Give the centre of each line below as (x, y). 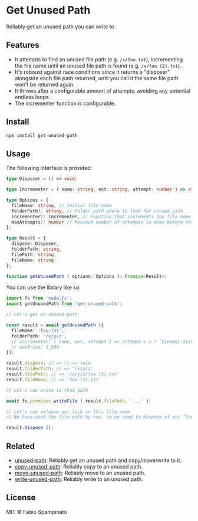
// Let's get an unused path (42, 314)
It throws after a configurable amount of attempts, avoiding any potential (102, 91)
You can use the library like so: (43, 287)
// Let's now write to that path (47, 390)
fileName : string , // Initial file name (62, 205)
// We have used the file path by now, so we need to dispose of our (93, 417)
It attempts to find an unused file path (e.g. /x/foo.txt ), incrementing (99, 59)
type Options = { (27, 200)
